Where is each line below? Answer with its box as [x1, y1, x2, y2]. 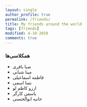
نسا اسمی [12, 80, 32, 86]
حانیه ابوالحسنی [12, 96, 42, 102]
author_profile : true [5, 12, 51, 17]
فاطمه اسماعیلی [12, 74, 44, 81]
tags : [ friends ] [5, 26, 39, 31]
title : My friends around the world [5, 21, 82, 27]
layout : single [5, 7, 37, 13]
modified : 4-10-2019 [5, 31, 49, 36]
